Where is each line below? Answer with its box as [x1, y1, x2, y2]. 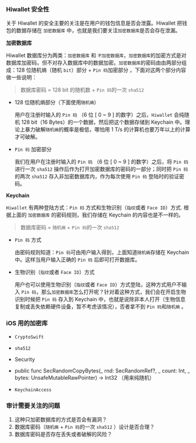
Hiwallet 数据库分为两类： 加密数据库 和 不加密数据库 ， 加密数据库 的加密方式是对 [6, 52, 187, 59]
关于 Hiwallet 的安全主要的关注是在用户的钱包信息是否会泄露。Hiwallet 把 [6, 19, 183, 27]
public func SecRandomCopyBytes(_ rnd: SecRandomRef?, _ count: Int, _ [14, 367, 190, 374]
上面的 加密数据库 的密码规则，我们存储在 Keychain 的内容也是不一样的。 [11, 211, 184, 218]
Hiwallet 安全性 [6, 5, 50, 13]
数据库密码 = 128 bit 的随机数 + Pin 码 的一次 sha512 [20, 86, 145, 93]
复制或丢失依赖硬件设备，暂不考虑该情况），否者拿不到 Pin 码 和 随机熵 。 [14, 303, 187, 310]
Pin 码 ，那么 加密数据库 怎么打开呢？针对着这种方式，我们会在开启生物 [21, 289, 186, 296]
